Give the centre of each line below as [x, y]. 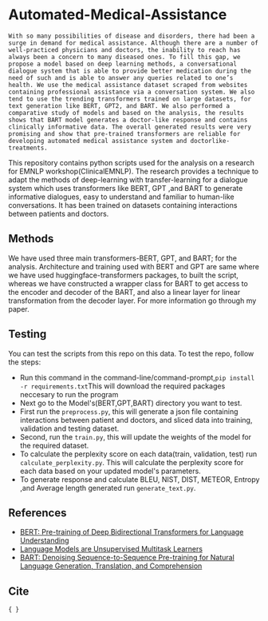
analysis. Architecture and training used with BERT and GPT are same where [134, 266]
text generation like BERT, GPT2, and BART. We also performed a [119, 105]
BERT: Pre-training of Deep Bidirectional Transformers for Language [132, 532]
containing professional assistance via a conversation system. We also [132, 92]
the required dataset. [54, 445]
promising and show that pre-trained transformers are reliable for [124, 133]
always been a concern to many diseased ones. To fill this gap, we [124, 57]
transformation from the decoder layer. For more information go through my [132, 301]
